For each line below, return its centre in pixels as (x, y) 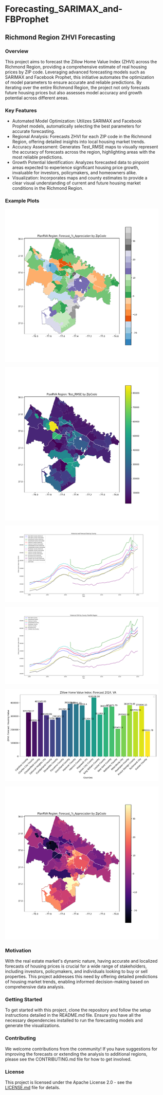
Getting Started (24, 1000)
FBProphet (27, 19)
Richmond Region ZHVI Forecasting (60, 37)
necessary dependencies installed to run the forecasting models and (74, 1021)
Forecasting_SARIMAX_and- (64, 9)
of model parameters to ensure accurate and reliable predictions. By (73, 82)
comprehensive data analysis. (35, 987)
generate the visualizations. (33, 1025)
